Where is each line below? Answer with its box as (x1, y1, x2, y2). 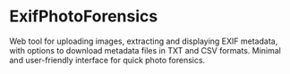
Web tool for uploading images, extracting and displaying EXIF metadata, (9, 36, 278, 46)
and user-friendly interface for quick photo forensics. (9, 54, 206, 65)
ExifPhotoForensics (9, 6, 158, 27)
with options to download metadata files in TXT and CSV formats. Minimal (9, 45, 282, 55)
